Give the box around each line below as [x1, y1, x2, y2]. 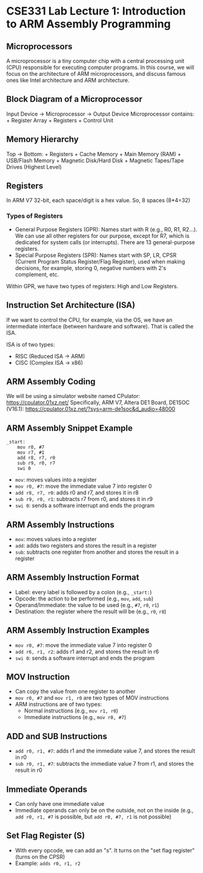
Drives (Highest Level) [6, 163, 62, 170]
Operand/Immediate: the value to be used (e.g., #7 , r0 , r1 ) [15, 601, 159, 608]
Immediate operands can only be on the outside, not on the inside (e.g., [15, 807, 194, 814]
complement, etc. [15, 271, 59, 278]
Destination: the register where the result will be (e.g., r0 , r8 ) [15, 608, 167, 615]
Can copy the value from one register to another [15, 688, 136, 695]
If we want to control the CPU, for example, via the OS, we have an [6, 316, 173, 324]
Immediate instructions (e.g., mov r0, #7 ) [24, 714, 126, 721]
